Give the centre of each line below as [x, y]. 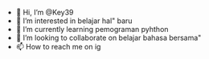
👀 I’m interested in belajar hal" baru [74, 21]
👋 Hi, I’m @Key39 [45, 12]
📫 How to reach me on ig [58, 47]
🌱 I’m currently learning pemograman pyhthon [92, 29]
